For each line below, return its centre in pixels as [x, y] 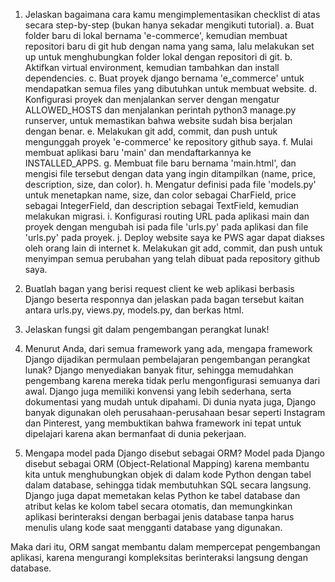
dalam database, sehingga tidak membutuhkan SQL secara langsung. [168, 485]
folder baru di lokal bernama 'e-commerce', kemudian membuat [156, 35]
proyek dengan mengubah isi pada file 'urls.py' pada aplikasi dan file [166, 227]
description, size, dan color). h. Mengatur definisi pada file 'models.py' [170, 184]
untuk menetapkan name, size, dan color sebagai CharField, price [160, 195]
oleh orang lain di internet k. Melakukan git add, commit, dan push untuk [173, 248]
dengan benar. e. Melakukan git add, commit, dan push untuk [151, 131]
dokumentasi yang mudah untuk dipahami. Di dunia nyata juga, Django [170, 402]
